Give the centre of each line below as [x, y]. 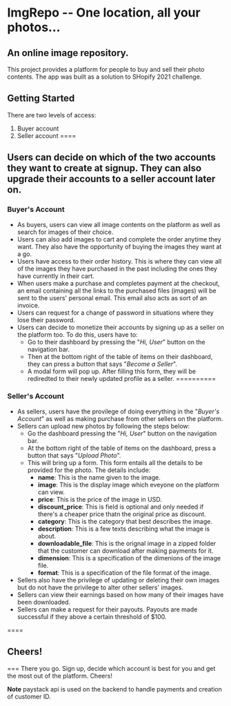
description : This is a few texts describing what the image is [124, 529]
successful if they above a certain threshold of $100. [92, 616]
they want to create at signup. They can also [104, 168]
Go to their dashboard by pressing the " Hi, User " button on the [116, 342]
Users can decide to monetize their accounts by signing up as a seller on [121, 327]
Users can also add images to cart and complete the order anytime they [119, 239]
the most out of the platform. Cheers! [60, 676]
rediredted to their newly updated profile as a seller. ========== [122, 378]
